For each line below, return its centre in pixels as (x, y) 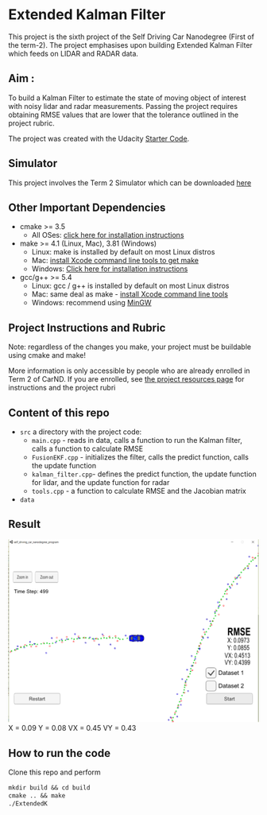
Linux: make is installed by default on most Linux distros (123, 252)
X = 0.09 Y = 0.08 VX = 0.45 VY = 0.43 (72, 728)
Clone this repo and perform (54, 772)
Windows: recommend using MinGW (92, 303)
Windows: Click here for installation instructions (110, 269)
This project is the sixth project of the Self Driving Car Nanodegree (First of (131, 37)
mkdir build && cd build (49, 788)
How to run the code (60, 753)
